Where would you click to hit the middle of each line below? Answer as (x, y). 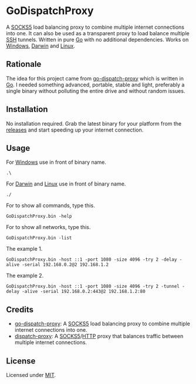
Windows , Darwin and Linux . (40, 46)
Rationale (24, 64)
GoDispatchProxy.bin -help (39, 216)
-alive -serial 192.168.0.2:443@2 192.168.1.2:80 (83, 292)
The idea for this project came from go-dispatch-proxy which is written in (95, 78)
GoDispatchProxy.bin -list (39, 238)
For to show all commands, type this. (50, 206)
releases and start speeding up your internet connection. (75, 130)
